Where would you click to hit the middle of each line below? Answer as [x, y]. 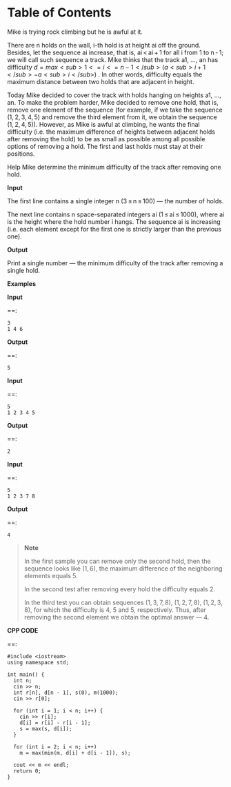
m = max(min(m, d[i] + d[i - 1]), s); [75, 753]
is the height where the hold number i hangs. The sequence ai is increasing [114, 221]
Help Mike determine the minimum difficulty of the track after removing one [114, 167]
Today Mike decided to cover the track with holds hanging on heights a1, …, [114, 95]
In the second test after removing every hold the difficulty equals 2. [120, 589]
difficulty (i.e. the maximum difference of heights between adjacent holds [111, 132]
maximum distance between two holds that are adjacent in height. [101, 81]
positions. [21, 154]
